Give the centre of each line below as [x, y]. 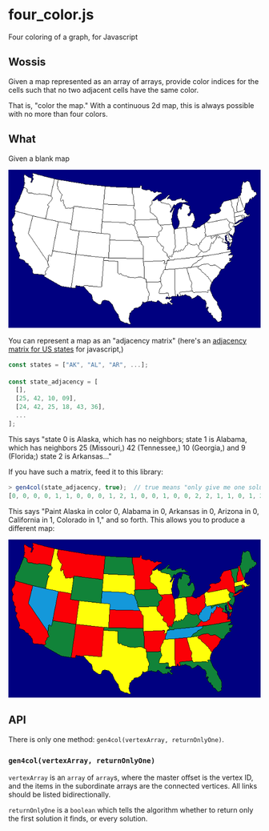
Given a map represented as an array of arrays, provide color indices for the [134, 81]
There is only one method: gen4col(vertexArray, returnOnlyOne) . [116, 739]
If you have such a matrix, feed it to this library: [86, 472]
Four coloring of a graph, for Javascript [73, 37]
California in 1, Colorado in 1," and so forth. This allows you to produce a [127, 520]
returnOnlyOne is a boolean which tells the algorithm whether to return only [131, 809]
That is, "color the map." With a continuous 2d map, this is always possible [131, 105]
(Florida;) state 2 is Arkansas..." [60, 456]
